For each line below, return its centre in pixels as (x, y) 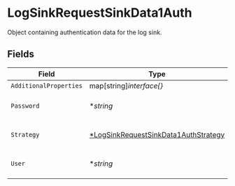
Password (25, 106)
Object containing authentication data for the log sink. (85, 32)
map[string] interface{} (126, 85)
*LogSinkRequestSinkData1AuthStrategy (157, 134)
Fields (21, 54)
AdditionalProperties (47, 86)
